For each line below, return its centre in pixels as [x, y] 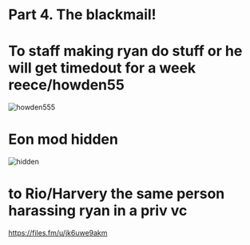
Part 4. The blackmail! [83, 15]
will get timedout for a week [102, 68]
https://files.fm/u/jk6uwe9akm [58, 233]
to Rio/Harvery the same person [117, 194]
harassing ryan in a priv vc [98, 211]
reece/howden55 [67, 85]
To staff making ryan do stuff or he [125, 51]
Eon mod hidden [63, 139]
